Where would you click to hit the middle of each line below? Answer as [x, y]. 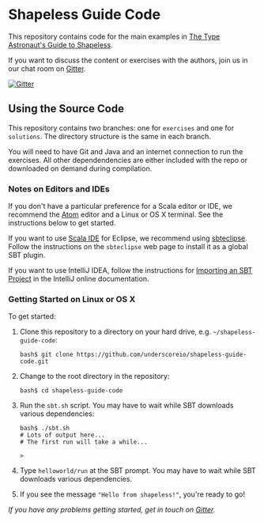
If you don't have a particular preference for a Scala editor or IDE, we [121, 206]
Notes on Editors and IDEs [59, 189]
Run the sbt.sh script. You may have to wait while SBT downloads [126, 406]
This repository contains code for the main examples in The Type [114, 36]
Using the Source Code [66, 109]
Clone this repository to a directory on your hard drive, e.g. [115, 332]
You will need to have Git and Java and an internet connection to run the [126, 151]
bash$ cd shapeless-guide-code [71, 391]
